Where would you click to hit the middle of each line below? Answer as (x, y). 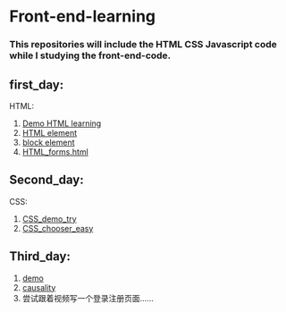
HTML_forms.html (55, 152)
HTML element (50, 132)
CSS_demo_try (50, 219)
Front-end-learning (83, 17)
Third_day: (40, 257)
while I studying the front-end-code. (90, 55)
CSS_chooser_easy (58, 228)
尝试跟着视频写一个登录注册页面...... (88, 298)
